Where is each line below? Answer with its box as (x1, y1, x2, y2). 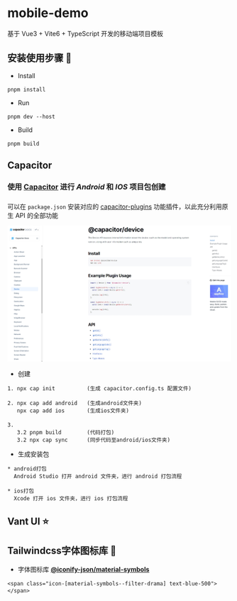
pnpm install (7, 86, 46, 93)
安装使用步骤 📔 (7, 52, 72, 65)
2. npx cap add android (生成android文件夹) (7, 399, 142, 407)
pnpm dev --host (7, 113, 55, 120)
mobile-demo (7, 5, 89, 21)
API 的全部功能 (15, 211, 59, 219)
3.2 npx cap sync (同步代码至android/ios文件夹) (16, 436, 171, 444)
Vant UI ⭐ (7, 515, 50, 527)
